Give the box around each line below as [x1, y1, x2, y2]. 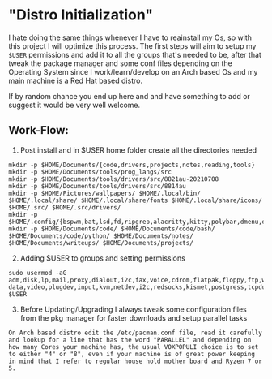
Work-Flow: [8, 123, 69, 137]
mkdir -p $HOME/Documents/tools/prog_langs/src [8, 168, 172, 176]
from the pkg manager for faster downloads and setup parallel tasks [19, 312, 248, 322]
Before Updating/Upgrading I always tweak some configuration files [19, 304, 247, 314]
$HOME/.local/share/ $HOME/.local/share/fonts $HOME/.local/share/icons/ [8, 196, 263, 205]
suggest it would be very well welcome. [8, 100, 141, 110]
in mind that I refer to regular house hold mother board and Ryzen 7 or [8, 357, 263, 365]
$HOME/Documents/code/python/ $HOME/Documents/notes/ [8, 231, 194, 240]
